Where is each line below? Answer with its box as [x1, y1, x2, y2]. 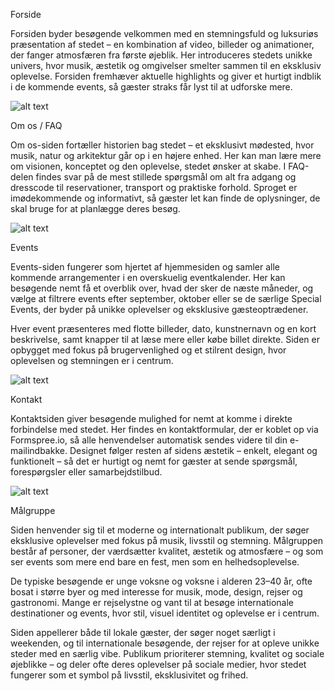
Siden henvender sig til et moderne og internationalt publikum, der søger [10, 524, 310, 536]
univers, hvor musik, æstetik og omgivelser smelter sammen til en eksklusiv [10, 60, 322, 71]
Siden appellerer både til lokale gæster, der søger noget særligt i [10, 627, 276, 638]
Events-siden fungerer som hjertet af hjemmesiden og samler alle [10, 261, 280, 273]
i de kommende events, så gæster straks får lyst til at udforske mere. [10, 81, 293, 93]
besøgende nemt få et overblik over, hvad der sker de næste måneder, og [10, 282, 314, 294]
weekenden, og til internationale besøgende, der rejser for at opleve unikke [10, 637, 320, 649]
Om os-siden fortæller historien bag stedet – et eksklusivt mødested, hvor [10, 139, 315, 151]
